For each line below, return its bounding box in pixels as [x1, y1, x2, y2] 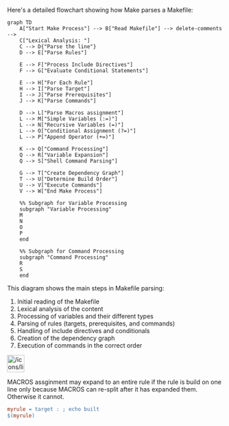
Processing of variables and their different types [16, 312, 154, 320]
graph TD [7, 19, 32, 26]
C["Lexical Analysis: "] [19, 37, 91, 44]
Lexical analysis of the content [16, 305, 104, 312]
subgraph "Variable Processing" [19, 206, 112, 213]
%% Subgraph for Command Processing [19, 248, 125, 255]
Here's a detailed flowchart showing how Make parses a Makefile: [7, 6, 193, 14]
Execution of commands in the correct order [16, 341, 143, 350]
